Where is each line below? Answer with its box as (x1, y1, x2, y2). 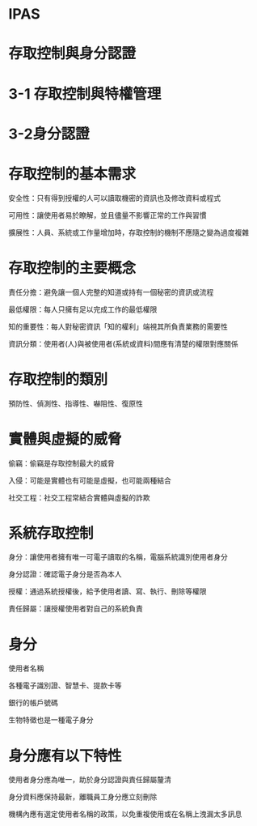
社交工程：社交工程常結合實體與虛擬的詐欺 (8, 492, 150, 502)
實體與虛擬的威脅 (8, 430, 123, 448)
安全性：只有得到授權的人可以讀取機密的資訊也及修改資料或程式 (8, 193, 221, 202)
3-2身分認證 (8, 125, 91, 143)
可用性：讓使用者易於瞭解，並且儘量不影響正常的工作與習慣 (8, 210, 207, 219)
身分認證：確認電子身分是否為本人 (8, 569, 122, 579)
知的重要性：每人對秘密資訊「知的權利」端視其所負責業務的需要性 (8, 321, 228, 331)
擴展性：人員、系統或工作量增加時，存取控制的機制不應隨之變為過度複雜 (8, 228, 249, 237)
